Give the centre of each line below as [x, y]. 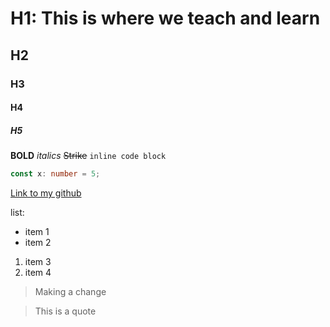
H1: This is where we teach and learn [165, 18]
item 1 [37, 231]
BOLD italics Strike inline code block [88, 156]
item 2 [38, 242]
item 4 [38, 272]
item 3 [38, 261]
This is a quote [65, 311]
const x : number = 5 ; [55, 174]
